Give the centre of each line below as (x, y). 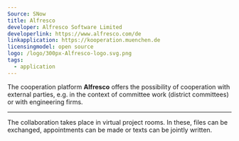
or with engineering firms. (45, 102)
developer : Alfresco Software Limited (65, 27)
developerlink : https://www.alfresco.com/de (74, 34)
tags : (15, 60)
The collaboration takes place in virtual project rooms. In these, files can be (118, 122)
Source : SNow (27, 14)
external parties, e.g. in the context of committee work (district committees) (118, 94)
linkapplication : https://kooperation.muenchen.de (84, 40)
